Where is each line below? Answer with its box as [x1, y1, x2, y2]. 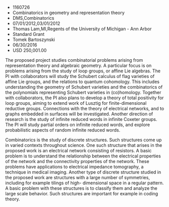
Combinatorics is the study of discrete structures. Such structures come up [5, 137, 162, 143]
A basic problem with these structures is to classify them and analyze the [5, 185, 158, 191]
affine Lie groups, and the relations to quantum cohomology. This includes [5, 78, 160, 85]
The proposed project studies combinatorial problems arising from [5, 57, 143, 63]
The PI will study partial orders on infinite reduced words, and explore [5, 121, 150, 128]
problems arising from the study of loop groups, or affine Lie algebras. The [5, 68, 160, 74]
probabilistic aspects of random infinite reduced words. [5, 127, 121, 133]
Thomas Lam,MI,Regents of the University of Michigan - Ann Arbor [12, 26, 152, 32]
